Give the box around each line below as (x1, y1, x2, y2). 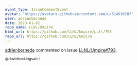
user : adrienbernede (5, 16, 47, 21)
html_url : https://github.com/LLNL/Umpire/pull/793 (5, 29, 112, 34)
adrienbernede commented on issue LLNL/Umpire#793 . (5, 47, 117, 53)
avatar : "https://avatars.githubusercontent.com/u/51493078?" (5, 12, 134, 16)
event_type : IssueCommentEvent (5, 7, 69, 12)
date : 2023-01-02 (5, 20, 40, 26)
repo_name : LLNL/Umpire (5, 25, 53, 30)
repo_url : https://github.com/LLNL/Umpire (5, 34, 92, 39)
